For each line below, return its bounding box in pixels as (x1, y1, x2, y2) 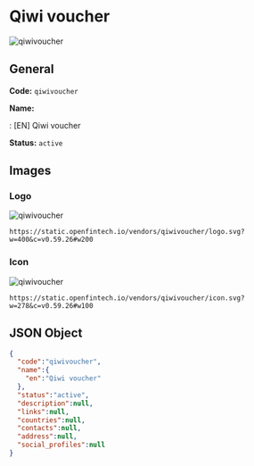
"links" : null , (17, 407, 70, 416)
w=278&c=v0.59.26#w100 (9, 301, 94, 310)
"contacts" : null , (17, 424, 82, 433)
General (9, 62, 55, 77)
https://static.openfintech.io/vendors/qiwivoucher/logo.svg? (9, 228, 245, 237)
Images (9, 163, 52, 179)
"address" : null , (17, 432, 78, 441)
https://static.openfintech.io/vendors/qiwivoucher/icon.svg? (9, 293, 245, 303)
